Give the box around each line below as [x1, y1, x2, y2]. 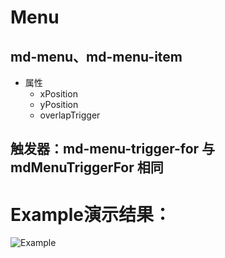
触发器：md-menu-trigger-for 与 [10, 141, 216, 158]
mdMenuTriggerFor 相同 [10, 159, 164, 176]
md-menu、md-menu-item [10, 48, 183, 65]
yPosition [39, 99, 79, 110]
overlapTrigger [39, 109, 101, 121]
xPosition [39, 88, 78, 100]
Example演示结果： [10, 203, 172, 226]
